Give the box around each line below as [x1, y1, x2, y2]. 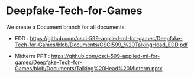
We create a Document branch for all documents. [6, 23, 126, 30]
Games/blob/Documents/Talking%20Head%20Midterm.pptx [14, 65, 163, 72]
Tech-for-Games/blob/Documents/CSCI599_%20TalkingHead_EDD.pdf [14, 41, 188, 48]
